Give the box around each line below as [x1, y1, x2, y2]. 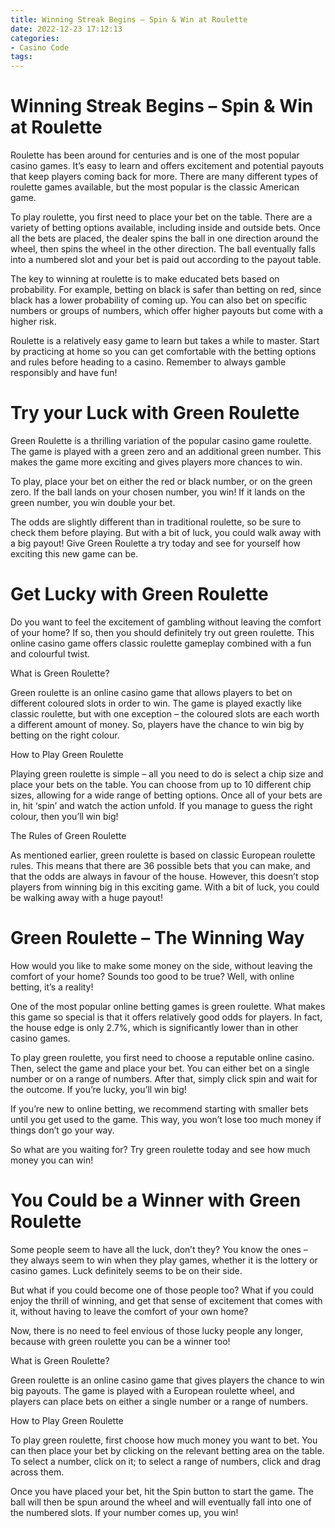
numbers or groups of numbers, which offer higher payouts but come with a [10, 305, 324, 317]
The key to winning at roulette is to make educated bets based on [10, 273, 280, 285]
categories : [10, 33, 60, 43]
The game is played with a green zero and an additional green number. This [10, 446, 322, 457]
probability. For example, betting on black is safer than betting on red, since [10, 284, 322, 296]
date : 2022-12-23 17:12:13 [10, 24, 123, 34]
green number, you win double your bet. [10, 497, 176, 508]
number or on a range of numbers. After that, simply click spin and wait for [10, 1072, 318, 1085]
